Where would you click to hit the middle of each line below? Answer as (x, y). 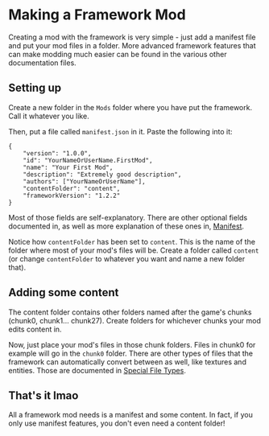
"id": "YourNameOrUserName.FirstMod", (88, 160)
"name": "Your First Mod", (68, 167)
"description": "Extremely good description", (102, 175)
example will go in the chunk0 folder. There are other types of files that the (131, 353)
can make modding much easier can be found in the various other (118, 54)
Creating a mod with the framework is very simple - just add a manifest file (132, 37)
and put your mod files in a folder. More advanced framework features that (132, 45)
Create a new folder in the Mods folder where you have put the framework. (130, 107)
